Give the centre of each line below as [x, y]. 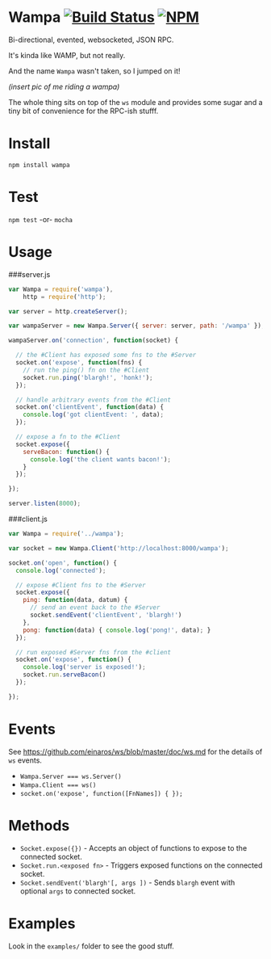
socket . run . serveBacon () [65, 675]
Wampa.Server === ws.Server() [71, 776]
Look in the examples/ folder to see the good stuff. [92, 946]
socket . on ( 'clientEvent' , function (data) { [90, 407]
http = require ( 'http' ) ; [65, 297]
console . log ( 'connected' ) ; [61, 570]
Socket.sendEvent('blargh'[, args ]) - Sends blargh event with [127, 882]
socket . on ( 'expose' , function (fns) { [79, 363]
